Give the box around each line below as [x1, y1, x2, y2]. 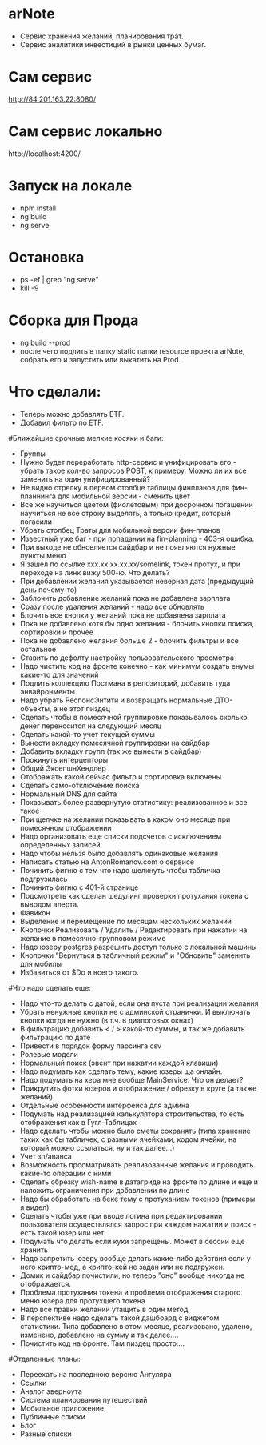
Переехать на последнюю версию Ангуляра [19, 1369, 172, 1379]
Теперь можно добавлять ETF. [19, 409, 125, 418]
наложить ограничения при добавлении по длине [19, 1185, 190, 1195]
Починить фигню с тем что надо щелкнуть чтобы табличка [19, 865, 221, 875]
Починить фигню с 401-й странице [19, 882, 139, 892]
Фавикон [19, 907, 50, 917]
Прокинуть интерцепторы [19, 755, 109, 764]
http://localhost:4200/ [8, 149, 81, 158]
